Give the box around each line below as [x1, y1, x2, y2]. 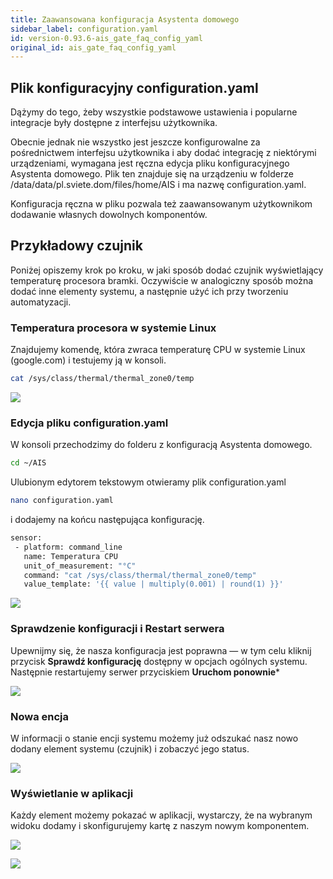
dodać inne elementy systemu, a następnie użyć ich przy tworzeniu [10, 285, 289, 297]
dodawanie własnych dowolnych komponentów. [10, 209, 208, 221]
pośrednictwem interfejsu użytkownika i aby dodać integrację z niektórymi [10, 147, 317, 159]
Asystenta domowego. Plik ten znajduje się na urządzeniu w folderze [10, 168, 294, 180]
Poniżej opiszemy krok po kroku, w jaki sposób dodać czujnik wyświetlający [10, 264, 324, 276]
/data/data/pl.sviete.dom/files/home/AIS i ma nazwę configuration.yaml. [10, 179, 307, 191]
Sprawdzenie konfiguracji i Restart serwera [10, 622, 225, 636]
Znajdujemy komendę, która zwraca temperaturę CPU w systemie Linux [10, 344, 306, 356]
